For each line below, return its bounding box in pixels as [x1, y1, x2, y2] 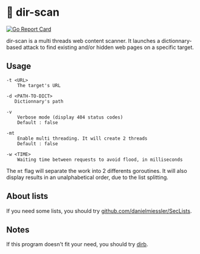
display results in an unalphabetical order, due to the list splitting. [6, 174, 168, 181]
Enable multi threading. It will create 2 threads [17, 135, 148, 142]
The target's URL [17, 82, 61, 88]
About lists [6, 191, 48, 201]
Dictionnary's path [14, 98, 64, 105]
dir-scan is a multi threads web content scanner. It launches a [6, 37, 161, 44]
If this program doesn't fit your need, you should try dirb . [6, 241, 148, 248]
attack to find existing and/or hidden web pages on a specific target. [23, 44, 194, 51]
